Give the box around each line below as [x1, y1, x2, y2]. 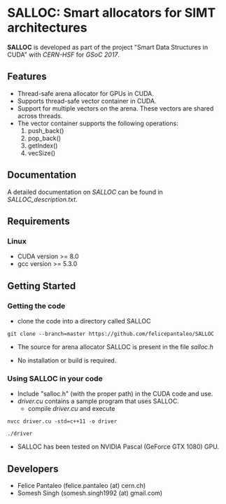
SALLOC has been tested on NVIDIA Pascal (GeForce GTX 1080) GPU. [17, 442, 219, 451]
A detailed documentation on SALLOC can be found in [7, 188, 163, 196]
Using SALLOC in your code [7, 373, 103, 383]
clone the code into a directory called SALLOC [17, 316, 151, 325]
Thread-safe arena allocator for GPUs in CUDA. [17, 89, 154, 97]
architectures [7, 20, 87, 36]
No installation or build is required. [17, 356, 117, 365]
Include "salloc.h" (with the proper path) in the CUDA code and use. [17, 390, 213, 398]
